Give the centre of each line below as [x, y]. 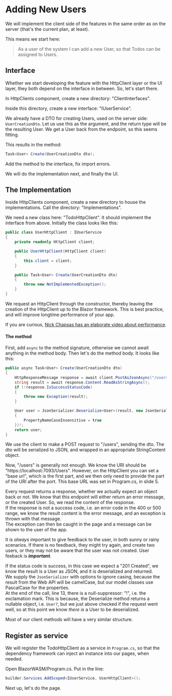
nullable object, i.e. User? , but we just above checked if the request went [82, 604]
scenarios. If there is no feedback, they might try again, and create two [80, 545]
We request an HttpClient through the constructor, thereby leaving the [79, 303]
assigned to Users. [38, 54]
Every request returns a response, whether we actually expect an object [81, 492]
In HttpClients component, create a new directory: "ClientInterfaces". [78, 98]
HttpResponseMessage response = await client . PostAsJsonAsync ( [83, 378]
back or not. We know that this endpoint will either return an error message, [85, 497]
